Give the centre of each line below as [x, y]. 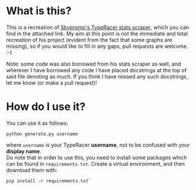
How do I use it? [46, 107]
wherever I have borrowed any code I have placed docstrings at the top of [97, 70]
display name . [24, 151]
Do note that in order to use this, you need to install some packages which [97, 157]
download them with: [32, 170]
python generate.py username [42, 134]
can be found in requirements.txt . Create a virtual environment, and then [96, 163]
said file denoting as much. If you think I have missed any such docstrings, [97, 76]
